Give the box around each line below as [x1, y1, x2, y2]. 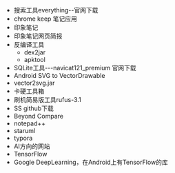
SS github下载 [13, 104, 54, 112]
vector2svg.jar [13, 79, 55, 87]
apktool [23, 56, 46, 63]
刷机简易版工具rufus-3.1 [13, 96, 81, 103]
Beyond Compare [13, 112, 64, 120]
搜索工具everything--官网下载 [13, 6, 99, 14]
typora [13, 134, 33, 142]
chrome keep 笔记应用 [13, 14, 78, 23]
